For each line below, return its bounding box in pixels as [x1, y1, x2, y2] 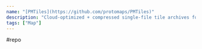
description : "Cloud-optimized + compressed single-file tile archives [6, 14, 189, 20]
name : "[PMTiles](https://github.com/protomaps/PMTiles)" [6, 8, 155, 15]
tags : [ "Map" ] [6, 20, 42, 26]
